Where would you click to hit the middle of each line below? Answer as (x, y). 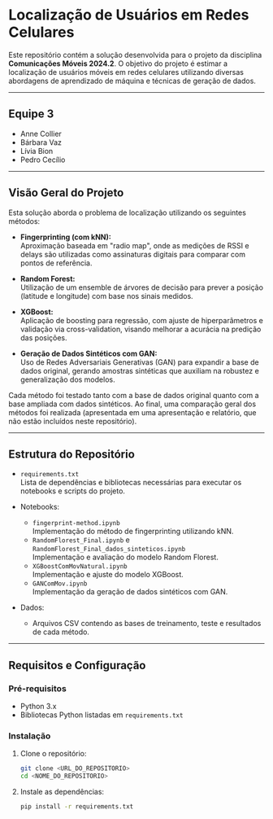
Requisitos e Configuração (77, 665)
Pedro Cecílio (43, 160)
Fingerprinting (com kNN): (65, 237)
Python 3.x (38, 707)
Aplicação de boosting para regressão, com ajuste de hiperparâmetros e (142, 320)
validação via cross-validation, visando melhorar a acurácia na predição (141, 329)
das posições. (43, 337)
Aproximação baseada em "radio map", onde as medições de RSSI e (134, 245)
